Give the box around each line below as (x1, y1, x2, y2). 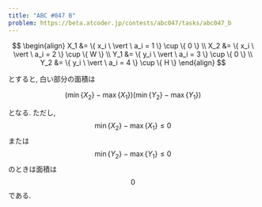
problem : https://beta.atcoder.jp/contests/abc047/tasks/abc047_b (8, 19, 232, 27)
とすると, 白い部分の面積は (8, 74, 96, 83)
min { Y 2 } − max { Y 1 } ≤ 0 (94, 149, 172, 160)
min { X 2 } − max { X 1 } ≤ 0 (94, 121, 172, 132)
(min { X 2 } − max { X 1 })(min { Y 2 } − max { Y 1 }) (64, 90, 202, 102)
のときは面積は (8, 164, 57, 174)
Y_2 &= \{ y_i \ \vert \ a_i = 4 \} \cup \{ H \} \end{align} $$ (40, 57, 226, 67)
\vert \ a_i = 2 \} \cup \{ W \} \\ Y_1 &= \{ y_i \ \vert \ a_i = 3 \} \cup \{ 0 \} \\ (13, 49, 253, 59)
